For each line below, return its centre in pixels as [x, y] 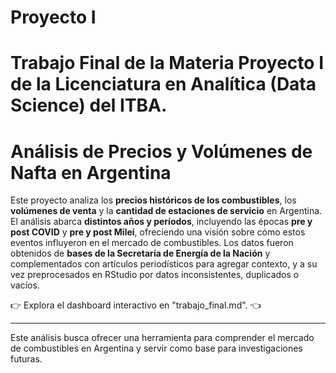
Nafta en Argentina [91, 172]
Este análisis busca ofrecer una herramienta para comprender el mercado [162, 338]
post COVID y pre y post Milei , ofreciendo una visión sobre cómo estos [158, 232]
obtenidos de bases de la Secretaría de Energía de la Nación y [140, 253]
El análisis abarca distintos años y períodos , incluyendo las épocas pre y [161, 222]
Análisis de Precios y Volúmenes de [161, 151]
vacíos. [25, 285]
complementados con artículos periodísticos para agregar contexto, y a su [164, 264]
